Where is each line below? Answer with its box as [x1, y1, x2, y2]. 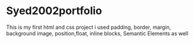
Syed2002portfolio [6, 4, 103, 18]
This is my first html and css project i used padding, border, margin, [6, 24, 171, 31]
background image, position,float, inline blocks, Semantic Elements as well [6, 29, 189, 37]
